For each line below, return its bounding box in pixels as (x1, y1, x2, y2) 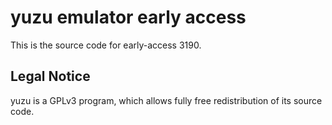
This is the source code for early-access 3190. (10, 39, 202, 51)
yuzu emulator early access (10, 6, 247, 29)
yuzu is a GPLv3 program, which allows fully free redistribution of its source (10, 94, 323, 106)
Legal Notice (10, 68, 91, 85)
